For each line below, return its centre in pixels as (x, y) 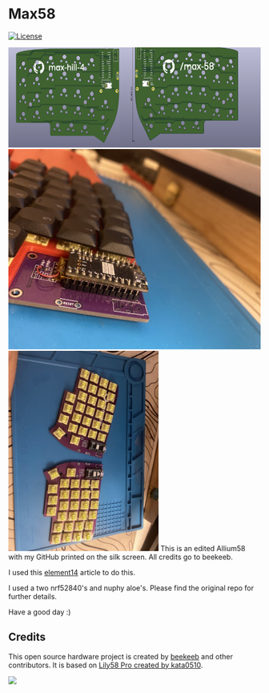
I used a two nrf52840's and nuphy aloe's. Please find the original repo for (131, 588)
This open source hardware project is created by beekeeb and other (121, 656)
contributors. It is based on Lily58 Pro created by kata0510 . (106, 665)
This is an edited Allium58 (203, 548)
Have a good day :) (40, 612)
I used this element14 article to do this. (72, 572)
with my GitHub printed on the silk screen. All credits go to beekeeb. (121, 557)
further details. (33, 596)
